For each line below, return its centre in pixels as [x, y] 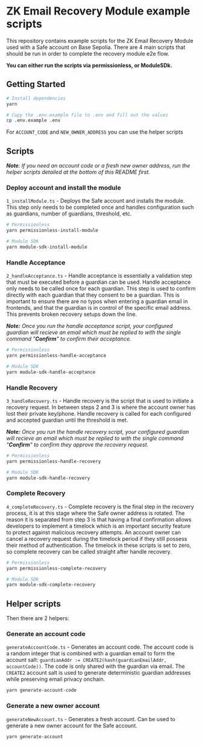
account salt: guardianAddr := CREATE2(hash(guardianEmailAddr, [87, 660]
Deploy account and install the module [64, 188]
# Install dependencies [36, 98]
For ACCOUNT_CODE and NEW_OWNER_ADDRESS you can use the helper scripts [95, 132]
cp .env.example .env [33, 120]
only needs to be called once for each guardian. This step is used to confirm [101, 289]
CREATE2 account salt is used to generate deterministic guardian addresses [99, 673]
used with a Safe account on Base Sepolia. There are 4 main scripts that [96, 47]
